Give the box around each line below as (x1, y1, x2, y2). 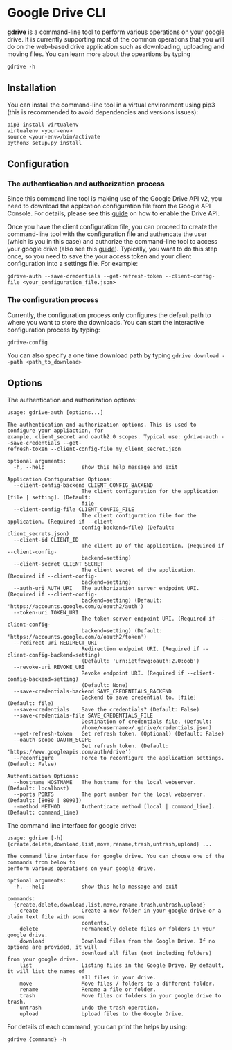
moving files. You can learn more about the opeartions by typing (7, 50, 191, 58)
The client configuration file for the (81, 512, 197, 519)
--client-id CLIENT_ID (13, 536, 79, 543)
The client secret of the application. (81, 567, 197, 573)
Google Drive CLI (7, 5, 106, 21)
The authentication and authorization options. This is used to (7, 421, 197, 428)
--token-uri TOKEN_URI (13, 609, 79, 616)
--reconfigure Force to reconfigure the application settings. (13, 754, 225, 761)
